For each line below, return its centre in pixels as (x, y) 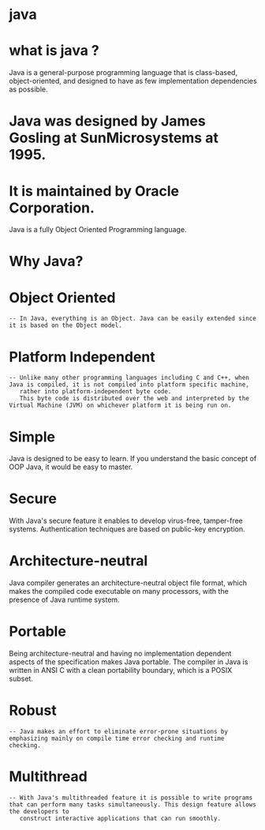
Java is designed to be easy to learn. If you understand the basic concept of (133, 459)
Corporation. (52, 208)
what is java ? (54, 51)
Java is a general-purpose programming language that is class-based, (123, 73)
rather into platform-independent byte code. (95, 392)
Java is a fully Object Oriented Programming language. (98, 230)
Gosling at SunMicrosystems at (114, 138)
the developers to (39, 811)
